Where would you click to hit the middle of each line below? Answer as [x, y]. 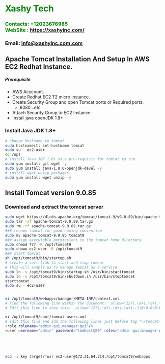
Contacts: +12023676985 [37, 24]
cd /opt [13, 155]
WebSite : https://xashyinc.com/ [45, 30]
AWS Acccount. [28, 92]
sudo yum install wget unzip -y [38, 178]
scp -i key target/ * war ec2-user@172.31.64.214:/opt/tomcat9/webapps [78, 357]
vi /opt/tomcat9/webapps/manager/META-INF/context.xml [62, 299]
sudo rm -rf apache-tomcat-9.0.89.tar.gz [48, 226]
